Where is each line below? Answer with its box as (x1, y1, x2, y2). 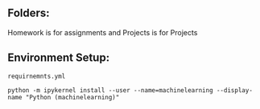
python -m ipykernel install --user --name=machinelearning (7, 86, 214, 95)
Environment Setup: (7, 51, 110, 65)
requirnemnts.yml (7, 72, 66, 80)
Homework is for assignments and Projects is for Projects (7, 27, 198, 37)
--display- (216, 86, 253, 95)
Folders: (7, 6, 50, 20)
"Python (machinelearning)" (25, 93, 120, 101)
